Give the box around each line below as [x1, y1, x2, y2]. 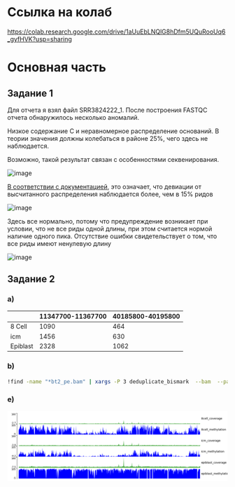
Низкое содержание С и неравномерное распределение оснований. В [7, 127, 220, 135]
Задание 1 [7, 87, 54, 99]
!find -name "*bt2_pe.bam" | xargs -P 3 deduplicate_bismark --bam [7, 378, 211, 385]
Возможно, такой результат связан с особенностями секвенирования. [7, 155, 220, 163]
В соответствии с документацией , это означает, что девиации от [7, 182, 201, 191]
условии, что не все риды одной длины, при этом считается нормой [7, 224, 213, 233]
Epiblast [10, 341, 34, 350]
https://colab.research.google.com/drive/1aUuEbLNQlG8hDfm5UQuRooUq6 [7, 27, 226, 36]
